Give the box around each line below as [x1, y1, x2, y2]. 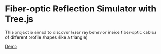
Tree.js [5, 13, 34, 24]
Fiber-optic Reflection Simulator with [5, 3, 157, 14]
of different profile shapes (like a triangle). [5, 34, 89, 40]
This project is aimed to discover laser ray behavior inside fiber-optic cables [5, 29, 157, 35]
